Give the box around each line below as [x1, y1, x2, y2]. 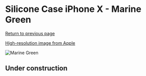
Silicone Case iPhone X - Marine [5, 3, 141, 15]
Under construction [5, 64, 67, 73]
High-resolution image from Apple [5, 40, 75, 46]
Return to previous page [5, 30, 55, 36]
